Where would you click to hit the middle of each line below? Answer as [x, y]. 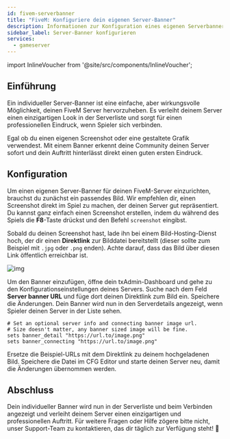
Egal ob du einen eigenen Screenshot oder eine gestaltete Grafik [98, 138]
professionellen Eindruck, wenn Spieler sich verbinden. [85, 125]
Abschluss [30, 391]
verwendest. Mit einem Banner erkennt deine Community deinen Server [108, 145]
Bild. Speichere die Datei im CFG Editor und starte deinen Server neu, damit [114, 361]
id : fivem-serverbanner [41, 13]
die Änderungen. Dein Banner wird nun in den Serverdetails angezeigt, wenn [115, 303]
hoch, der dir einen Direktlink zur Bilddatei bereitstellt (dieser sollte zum [109, 240]
